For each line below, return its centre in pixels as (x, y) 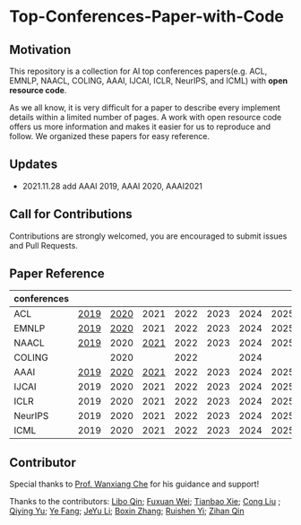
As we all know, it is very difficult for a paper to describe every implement (145, 108)
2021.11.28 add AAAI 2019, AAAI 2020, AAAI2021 (112, 186)
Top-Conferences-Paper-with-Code (147, 17)
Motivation (40, 50)
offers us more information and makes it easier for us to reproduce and (140, 127)
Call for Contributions (71, 214)
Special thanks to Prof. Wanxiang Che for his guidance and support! (134, 484)
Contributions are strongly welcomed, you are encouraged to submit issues (148, 236)
